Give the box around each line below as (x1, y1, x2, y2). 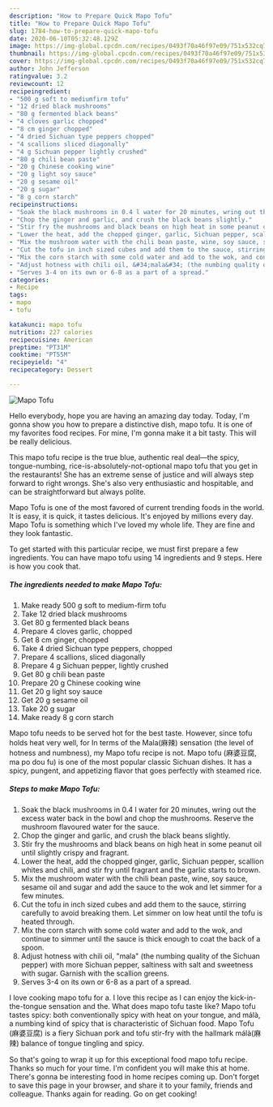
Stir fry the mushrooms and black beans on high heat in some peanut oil (20, 839, 262, 848)
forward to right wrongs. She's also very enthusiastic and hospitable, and (9, 478, 254, 487)
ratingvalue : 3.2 (9, 72, 68, 80)
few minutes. (20, 890, 65, 900)
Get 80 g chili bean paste (20, 669, 105, 679)
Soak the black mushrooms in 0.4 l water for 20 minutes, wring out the (20, 805, 257, 814)
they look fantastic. (9, 528, 74, 538)
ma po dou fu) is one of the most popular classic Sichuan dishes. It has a (9, 757, 252, 766)
